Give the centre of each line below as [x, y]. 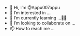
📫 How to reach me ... [32, 28]
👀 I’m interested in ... [30, 13]
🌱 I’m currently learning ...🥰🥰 [38, 18]
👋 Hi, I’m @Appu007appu [35, 8]
